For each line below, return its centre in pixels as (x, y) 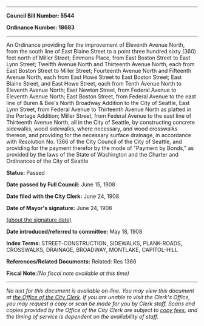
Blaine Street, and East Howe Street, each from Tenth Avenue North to (94, 83)
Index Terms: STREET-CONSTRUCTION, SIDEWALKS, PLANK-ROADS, (94, 243)
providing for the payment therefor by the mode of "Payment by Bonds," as (100, 148)
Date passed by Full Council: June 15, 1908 (61, 185)
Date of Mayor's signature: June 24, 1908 (59, 208)
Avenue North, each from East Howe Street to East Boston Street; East (94, 77)
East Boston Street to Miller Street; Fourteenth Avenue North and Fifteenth (99, 71)
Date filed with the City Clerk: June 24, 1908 (63, 196)
